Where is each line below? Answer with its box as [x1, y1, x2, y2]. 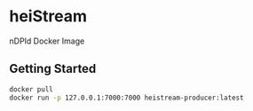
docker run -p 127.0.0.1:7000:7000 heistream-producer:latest [9, 93, 244, 102]
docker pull [9, 84, 53, 94]
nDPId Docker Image [9, 36, 85, 46]
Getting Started [9, 61, 97, 76]
